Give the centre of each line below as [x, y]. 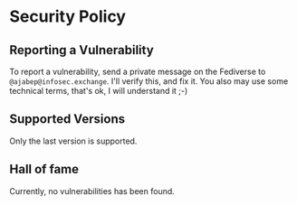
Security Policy [68, 17]
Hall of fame [44, 169]
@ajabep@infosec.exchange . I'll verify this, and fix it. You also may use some [149, 81]
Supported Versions [67, 119]
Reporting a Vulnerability [81, 50]
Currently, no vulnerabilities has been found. [92, 191]
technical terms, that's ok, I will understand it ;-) [99, 91]
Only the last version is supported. [73, 141]
